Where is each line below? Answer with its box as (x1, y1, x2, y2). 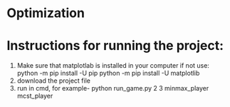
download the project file (16, 76, 90, 85)
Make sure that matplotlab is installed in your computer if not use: (16, 61, 209, 70)
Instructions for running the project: (6, 38, 224, 54)
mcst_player (16, 91, 53, 101)
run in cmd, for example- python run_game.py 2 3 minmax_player (16, 84, 209, 93)
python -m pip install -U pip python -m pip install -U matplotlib (16, 69, 200, 78)
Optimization (6, 5, 85, 21)
